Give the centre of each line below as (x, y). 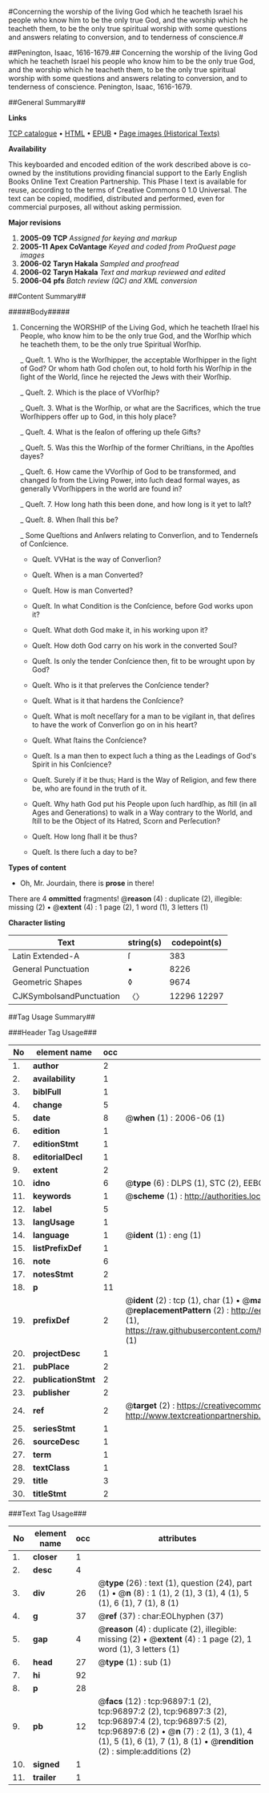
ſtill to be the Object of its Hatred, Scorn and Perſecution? (126, 821)
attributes (177, 1538)
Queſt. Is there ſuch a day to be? (84, 852)
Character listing (37, 923)
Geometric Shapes (47, 982)
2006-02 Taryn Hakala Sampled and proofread (99, 263)
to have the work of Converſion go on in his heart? (114, 724)
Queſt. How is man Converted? (82, 590)
